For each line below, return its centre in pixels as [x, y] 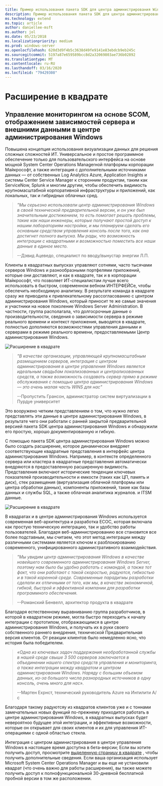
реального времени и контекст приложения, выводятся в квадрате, [76, 321]
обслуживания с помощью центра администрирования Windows [85, 382]
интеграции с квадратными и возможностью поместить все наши [86, 241]
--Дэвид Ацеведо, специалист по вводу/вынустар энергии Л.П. [83, 255]
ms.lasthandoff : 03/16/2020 [33, 68]
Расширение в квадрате [57, 97]
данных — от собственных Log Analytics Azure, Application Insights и [76, 175]
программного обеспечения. [47, 593]
